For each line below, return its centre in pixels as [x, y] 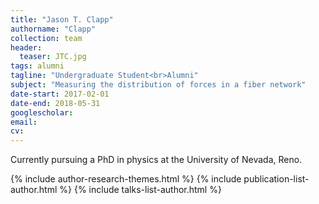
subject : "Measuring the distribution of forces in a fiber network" [158, 85]
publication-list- [276, 179]
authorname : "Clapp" [53, 29]
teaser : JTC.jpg [53, 57]
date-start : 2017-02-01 [60, 94]
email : [24, 122]
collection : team [46, 38]
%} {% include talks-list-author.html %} [140, 190]
